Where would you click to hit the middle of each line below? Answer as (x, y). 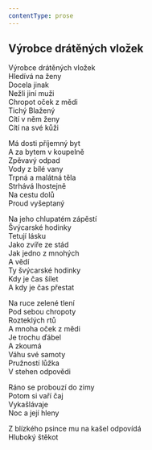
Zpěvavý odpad (34, 160)
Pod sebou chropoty (42, 312)
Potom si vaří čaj (36, 396)
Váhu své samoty (37, 355)
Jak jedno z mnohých (44, 253)
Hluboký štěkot (33, 437)
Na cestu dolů (31, 195)
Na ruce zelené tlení (41, 303)
